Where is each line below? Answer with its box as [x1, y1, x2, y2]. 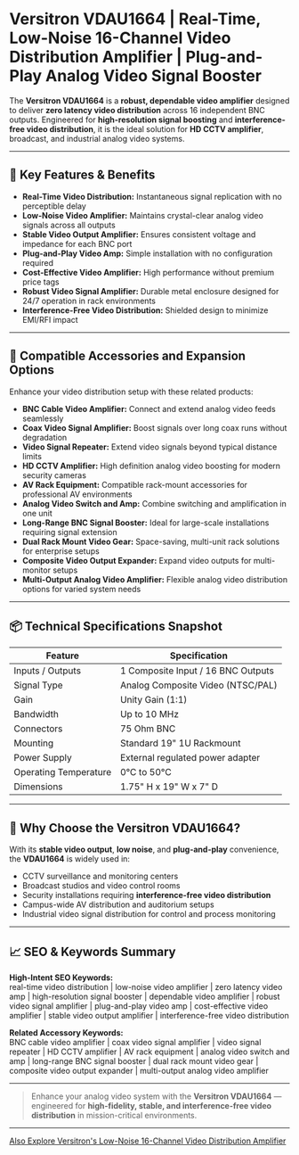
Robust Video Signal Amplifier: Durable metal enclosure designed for [21, 285, 279, 296]
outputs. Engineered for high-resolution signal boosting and [9, 114, 233, 125]
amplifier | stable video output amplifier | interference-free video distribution [9, 1011, 289, 1020]
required [21, 257, 54, 268]
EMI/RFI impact [21, 314, 78, 325]
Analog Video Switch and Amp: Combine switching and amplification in [21, 498, 287, 508]
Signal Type [13, 679, 64, 691]
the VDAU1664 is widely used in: [9, 854, 131, 864]
